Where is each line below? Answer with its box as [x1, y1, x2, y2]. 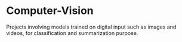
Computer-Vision [6, 4, 94, 17]
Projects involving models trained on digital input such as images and [6, 23, 177, 30]
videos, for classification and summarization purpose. [6, 29, 138, 36]
